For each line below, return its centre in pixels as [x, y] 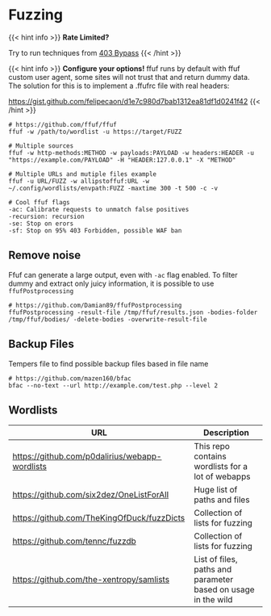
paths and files [221, 500]
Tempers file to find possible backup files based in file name [108, 363]
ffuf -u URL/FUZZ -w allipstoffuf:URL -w [79, 181]
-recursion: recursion [46, 216]
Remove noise [45, 256]
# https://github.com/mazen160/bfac [70, 378]
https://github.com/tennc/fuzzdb [75, 541]
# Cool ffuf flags [39, 202]
